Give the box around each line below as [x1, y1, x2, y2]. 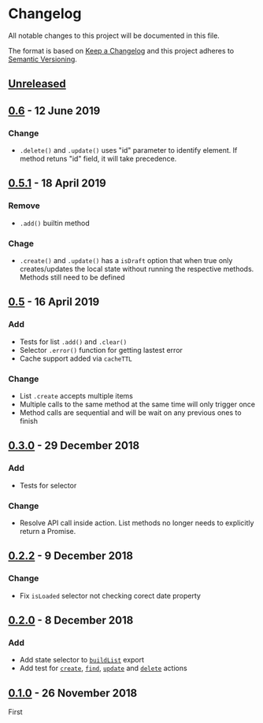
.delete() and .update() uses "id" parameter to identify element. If [19, 146, 238, 155]
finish [19, 416, 38, 425]
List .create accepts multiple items [19, 391, 134, 400]
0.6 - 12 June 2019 [8, 104, 101, 117]
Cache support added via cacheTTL [19, 354, 132, 363]
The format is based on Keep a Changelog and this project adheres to [8, 46, 235, 55]
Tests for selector [19, 480, 77, 490]
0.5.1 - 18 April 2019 [8, 176, 106, 190]
